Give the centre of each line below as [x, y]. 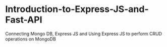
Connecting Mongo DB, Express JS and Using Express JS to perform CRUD [84, 33]
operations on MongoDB [31, 39]
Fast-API [24, 20]
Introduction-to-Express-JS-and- [77, 9]
